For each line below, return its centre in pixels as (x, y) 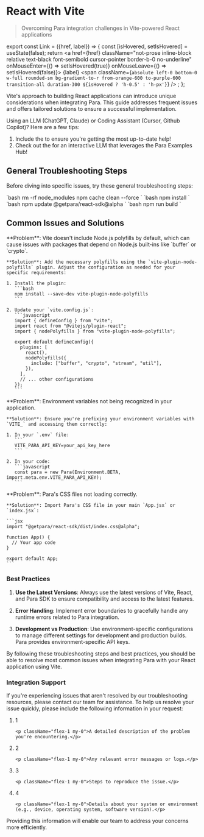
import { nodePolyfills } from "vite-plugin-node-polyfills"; (95, 331)
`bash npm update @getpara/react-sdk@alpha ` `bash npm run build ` (94, 204)
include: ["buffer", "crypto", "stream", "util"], (97, 363)
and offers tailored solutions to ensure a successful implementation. (91, 108)
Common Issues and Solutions (65, 223)
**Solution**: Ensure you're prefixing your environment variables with (100, 418)
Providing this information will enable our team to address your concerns (97, 821)
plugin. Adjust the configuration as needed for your (106, 267)
